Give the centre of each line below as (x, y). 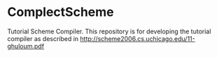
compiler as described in (43, 38)
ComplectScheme (61, 12)
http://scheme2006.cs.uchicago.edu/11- (138, 38)
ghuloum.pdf (26, 46)
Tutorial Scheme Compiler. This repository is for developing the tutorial (109, 31)
